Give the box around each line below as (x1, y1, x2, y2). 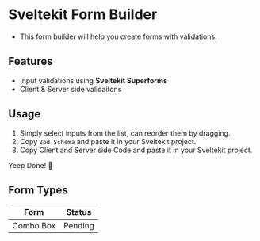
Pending (63, 220, 95, 231)
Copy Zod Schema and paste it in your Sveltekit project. (19, 136, 197, 146)
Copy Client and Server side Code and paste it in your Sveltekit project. (19, 145, 253, 155)
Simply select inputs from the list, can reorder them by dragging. (19, 128, 231, 138)
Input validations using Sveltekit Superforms (19, 75, 168, 85)
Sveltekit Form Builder (8, 6, 158, 24)
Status (66, 207, 92, 218)
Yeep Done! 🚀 (8, 160, 53, 170)
